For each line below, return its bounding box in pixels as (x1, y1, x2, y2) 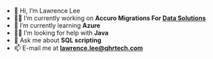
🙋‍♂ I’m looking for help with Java (13, 28, 109, 37)
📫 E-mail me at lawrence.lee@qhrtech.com (13, 44, 143, 52)
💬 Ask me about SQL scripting (13, 36, 102, 44)
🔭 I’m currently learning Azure (13, 22, 101, 29)
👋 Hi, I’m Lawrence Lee (13, 7, 81, 15)
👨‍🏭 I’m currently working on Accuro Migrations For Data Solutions (13, 14, 206, 22)
